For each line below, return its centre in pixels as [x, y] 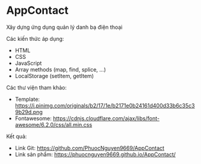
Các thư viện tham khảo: [37, 87]
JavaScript [28, 63]
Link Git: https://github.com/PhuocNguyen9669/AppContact [89, 148]
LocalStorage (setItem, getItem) [54, 76]
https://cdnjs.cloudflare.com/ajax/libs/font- [107, 118]
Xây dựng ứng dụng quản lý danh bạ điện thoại [64, 27]
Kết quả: [17, 136]
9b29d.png [29, 112]
